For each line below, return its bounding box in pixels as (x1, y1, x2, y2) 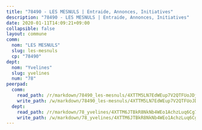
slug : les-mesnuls (11, 48, 58, 54)
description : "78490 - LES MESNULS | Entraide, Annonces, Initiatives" (6, 14, 189, 20)
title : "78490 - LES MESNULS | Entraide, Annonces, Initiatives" (6, 8, 173, 15)
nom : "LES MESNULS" (11, 43, 61, 49)
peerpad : (6, 81, 28, 87)
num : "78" (11, 75, 36, 81)
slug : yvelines (11, 70, 50, 76)
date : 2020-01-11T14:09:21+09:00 (6, 20, 90, 26)
